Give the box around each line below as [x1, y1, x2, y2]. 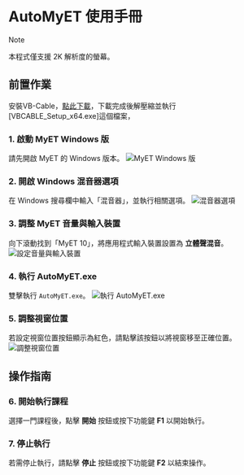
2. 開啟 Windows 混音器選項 [8, 176, 120, 187]
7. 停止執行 [8, 438, 50, 449]
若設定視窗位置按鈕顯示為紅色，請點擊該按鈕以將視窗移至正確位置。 [8, 333, 237, 342]
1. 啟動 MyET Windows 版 [8, 133, 110, 145]
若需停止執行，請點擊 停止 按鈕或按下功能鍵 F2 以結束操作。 [8, 458, 211, 468]
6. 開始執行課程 [8, 395, 69, 407]
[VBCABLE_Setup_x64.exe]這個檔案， [8, 111, 135, 120]
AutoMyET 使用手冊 [8, 7, 143, 26]
